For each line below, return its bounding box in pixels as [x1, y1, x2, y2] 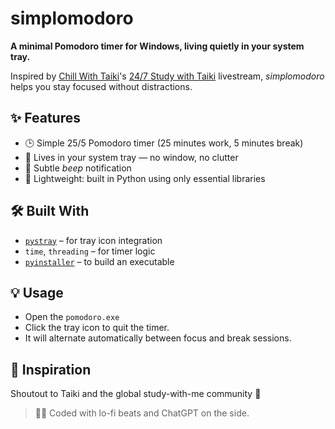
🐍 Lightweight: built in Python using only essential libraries [24, 172, 266, 184]
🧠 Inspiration [10, 361, 92, 378]
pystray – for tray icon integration [24, 234, 163, 246]
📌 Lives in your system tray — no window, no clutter [24, 151, 239, 163]
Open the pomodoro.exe [24, 311, 120, 323]
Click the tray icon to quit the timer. [24, 322, 170, 334]
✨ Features [10, 110, 81, 127]
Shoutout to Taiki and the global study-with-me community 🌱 [10, 388, 262, 400]
